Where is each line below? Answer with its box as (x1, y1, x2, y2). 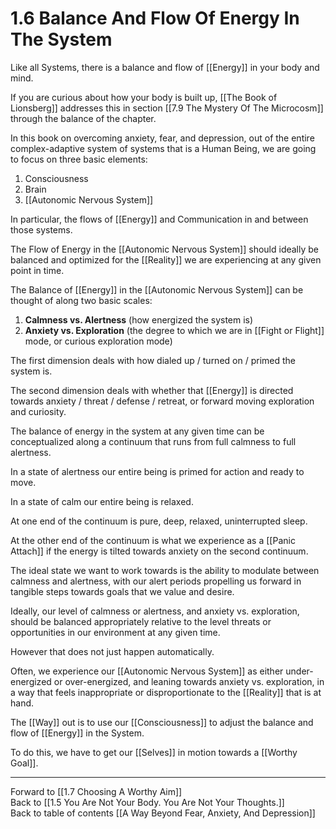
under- (285, 665, 314, 677)
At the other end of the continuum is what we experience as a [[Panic (10, 534, 296, 546)
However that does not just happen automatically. (10, 645, 215, 657)
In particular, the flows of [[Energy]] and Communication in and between (10, 213, 309, 225)
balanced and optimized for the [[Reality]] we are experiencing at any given (10, 253, 322, 266)
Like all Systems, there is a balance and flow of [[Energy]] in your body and (10, 61, 320, 73)
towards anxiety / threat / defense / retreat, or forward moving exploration (10, 395, 315, 407)
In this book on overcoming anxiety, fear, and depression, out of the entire (10, 132, 315, 144)
